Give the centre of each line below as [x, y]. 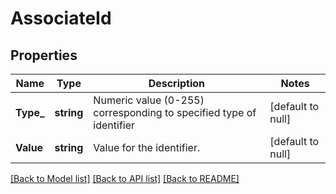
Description [177, 83]
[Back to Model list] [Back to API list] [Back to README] [125, 178]
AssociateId [61, 18]
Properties [44, 55]
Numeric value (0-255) [149, 100]
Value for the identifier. [147, 147]
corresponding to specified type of [175, 112]
